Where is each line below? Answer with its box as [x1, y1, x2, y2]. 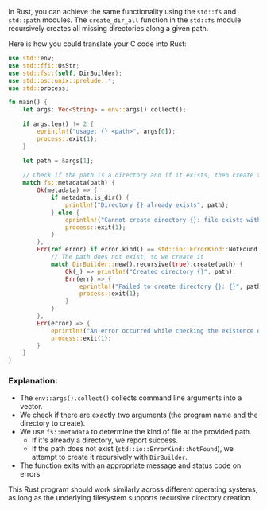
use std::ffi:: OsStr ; [8, 61, 80, 70]
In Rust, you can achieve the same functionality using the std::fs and [8, 7, 237, 16]
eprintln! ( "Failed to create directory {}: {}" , [79, 282, 244, 290]
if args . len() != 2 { [22, 120, 94, 128]
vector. [19, 402, 43, 411]
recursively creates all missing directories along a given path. [8, 24, 209, 33]
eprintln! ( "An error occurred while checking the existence [50, 326, 254, 335]
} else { [50, 208, 80, 216]
